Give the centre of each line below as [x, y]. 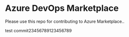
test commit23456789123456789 [38, 30]
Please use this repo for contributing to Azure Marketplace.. [65, 21]
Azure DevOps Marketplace [62, 8]
